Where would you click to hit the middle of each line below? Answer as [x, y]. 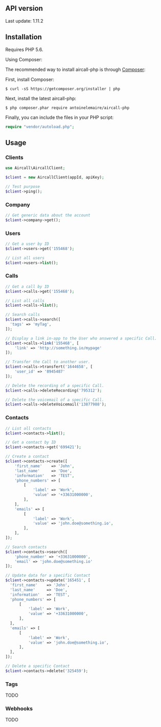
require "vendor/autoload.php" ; [40, 127]
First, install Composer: [30, 79]
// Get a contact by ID [31, 442]
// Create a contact [27, 457]
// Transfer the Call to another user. [48, 362]
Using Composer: [24, 59]
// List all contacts [28, 428]
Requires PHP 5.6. [24, 49]
